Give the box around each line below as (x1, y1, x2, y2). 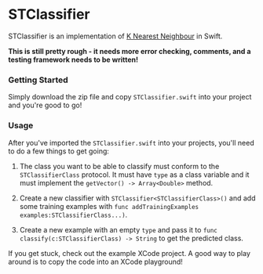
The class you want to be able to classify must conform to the (19, 161, 220, 171)
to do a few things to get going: (8, 146, 110, 156)
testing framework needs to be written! (8, 55, 139, 64)
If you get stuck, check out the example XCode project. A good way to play (8, 248, 251, 258)
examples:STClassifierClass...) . (19, 210, 128, 219)
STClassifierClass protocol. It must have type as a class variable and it (19, 170, 250, 179)
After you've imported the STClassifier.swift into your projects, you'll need (8, 138, 254, 147)
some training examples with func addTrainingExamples (19, 201, 199, 211)
